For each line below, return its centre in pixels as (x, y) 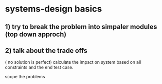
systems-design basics (54, 9)
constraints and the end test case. (39, 67)
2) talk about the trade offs (46, 50)
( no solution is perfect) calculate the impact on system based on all (73, 62)
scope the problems (25, 77)
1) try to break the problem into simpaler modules (81, 27)
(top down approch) (36, 34)
